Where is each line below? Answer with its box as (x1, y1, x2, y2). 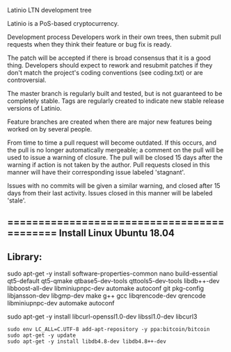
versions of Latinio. (7, 104, 63, 112)
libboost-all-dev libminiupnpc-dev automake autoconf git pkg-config (7, 285, 204, 293)
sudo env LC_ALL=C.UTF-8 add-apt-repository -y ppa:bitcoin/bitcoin (7, 326, 210, 333)
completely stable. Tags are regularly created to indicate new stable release (7, 97, 225, 105)
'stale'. (7, 196, 26, 205)
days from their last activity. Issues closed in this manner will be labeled (7, 189, 213, 197)
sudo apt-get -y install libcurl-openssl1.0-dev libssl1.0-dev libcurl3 (7, 312, 198, 321)
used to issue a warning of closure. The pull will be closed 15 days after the (7, 153, 223, 161)
